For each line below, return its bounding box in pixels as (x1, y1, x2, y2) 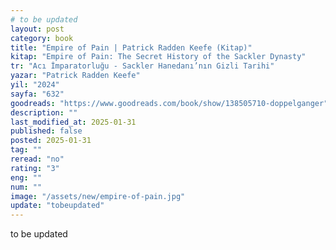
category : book (10, 33, 74, 43)
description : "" (10, 107, 78, 118)
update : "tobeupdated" (10, 201, 105, 211)
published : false (10, 126, 83, 136)
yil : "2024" (10, 80, 60, 90)
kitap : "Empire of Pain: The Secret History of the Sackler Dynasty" (10, 52, 307, 62)
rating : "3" (10, 163, 60, 173)
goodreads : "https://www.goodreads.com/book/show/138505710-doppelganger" (10, 98, 329, 108)
